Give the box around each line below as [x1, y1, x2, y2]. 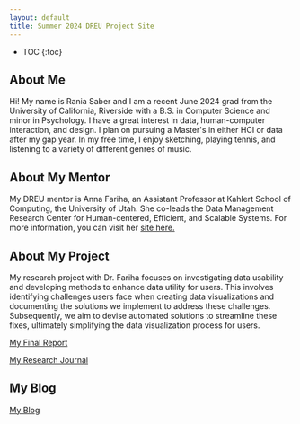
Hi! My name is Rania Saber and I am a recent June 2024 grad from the [9, 96, 273, 107]
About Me [9, 72, 66, 87]
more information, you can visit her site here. [9, 222, 175, 234]
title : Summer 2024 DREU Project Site [9, 22, 154, 31]
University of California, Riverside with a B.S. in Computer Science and [9, 105, 271, 117]
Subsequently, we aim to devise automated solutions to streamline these [9, 310, 278, 321]
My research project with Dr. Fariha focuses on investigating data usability [9, 271, 284, 283]
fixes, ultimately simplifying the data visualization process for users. [9, 320, 260, 331]
